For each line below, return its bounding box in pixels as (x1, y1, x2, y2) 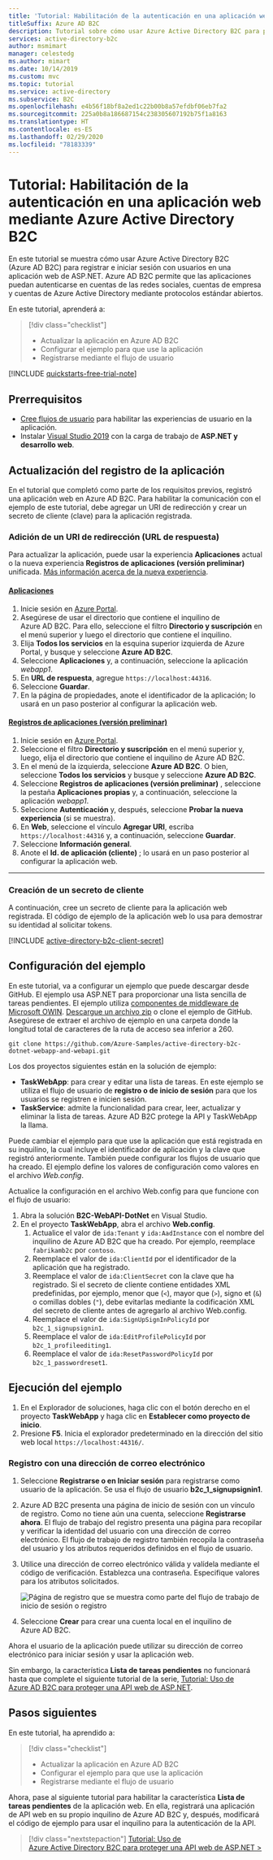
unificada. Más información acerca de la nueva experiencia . (8, 567, 209, 577)
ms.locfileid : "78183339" (8, 140, 96, 149)
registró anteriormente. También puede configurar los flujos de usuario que (8, 1153, 261, 1162)
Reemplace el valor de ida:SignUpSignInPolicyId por (32, 1314, 210, 1323)
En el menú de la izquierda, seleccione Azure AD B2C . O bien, (19, 761, 229, 771)
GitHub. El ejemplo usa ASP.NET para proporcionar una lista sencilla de (8, 989, 247, 999)
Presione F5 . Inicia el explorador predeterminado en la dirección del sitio (19, 1428, 263, 1438)
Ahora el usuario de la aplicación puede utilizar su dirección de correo (8, 1641, 244, 1650)
